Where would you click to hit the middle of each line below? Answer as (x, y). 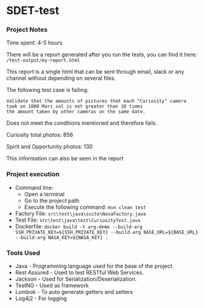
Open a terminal (44, 194)
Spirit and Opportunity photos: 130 (50, 147)
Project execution (33, 174)
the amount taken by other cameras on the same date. (76, 112)
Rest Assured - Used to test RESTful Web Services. (79, 273)
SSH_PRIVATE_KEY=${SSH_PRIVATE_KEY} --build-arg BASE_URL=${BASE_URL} (107, 232)
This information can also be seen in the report (65, 158)
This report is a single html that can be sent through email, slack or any (95, 72)
